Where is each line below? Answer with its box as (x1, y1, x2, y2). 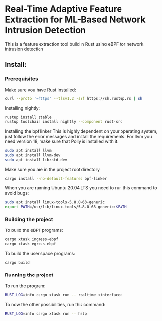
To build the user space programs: (5, 250, 75, 256)
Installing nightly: (5, 105, 40, 111)
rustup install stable (5, 115, 52, 120)
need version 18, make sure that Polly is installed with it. (5, 138, 119, 144)
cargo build (5, 260, 30, 265)
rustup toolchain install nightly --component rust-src (5, 119, 122, 124)
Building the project (5, 216, 53, 223)
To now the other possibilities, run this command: (5, 301, 106, 307)
